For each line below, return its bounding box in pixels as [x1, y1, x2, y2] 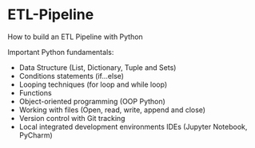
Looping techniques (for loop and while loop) [18, 80, 168, 89]
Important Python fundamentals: [7, 47, 114, 56]
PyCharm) [18, 130, 53, 140]
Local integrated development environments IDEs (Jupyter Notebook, [18, 122, 248, 131]
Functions [18, 88, 53, 97]
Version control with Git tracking [18, 113, 126, 123]
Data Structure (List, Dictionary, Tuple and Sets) [18, 62, 177, 72]
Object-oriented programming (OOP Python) [18, 96, 165, 106]
